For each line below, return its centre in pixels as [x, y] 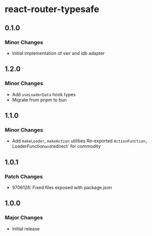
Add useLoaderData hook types [44, 94]
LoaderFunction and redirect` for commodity [56, 146]
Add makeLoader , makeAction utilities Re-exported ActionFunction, [80, 141]
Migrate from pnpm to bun [39, 100]
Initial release [26, 228]
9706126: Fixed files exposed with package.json [62, 187]
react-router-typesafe [52, 9]
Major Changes [24, 218]
